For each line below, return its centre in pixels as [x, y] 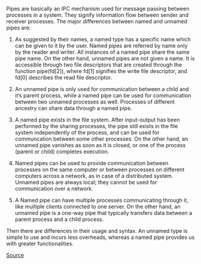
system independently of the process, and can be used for [87, 132]
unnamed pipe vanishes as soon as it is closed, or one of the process [100, 145]
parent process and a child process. [59, 219]
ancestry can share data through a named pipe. [74, 108]
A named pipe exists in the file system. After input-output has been [97, 120]
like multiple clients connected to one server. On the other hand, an [98, 207]
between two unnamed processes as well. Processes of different [95, 102]
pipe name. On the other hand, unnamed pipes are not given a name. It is [105, 58]
